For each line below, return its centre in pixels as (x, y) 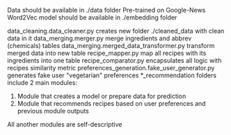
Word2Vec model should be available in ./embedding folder (92, 17)
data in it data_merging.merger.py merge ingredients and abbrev (99, 38)
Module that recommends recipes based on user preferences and (112, 103)
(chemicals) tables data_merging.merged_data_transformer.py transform (111, 46)
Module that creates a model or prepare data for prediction (102, 96)
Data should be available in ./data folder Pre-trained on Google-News (106, 10)
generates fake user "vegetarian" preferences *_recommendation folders (112, 75)
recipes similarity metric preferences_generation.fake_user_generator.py (111, 68)
